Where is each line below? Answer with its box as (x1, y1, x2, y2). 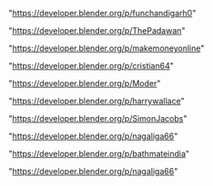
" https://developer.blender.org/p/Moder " (8, 78, 161, 89)
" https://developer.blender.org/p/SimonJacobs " (8, 113, 188, 123)
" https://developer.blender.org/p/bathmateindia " (8, 149, 190, 159)
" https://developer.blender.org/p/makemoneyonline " (8, 43, 205, 54)
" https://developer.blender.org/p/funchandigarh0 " (8, 8, 197, 18)
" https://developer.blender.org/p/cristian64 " (8, 61, 175, 71)
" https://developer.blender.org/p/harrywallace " (8, 95, 185, 106)
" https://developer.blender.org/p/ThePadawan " (8, 25, 186, 35)
